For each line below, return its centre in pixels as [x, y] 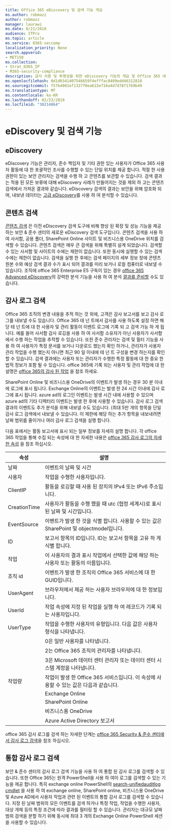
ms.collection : [21, 62]
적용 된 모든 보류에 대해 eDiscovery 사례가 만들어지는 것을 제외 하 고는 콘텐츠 [87, 182]
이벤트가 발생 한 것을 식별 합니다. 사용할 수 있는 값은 [103, 521]
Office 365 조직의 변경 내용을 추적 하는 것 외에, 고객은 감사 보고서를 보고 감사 [82, 314]
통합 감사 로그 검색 [32, 758]
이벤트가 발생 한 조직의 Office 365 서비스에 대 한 [100, 572]
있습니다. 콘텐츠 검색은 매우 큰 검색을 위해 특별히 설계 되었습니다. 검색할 [91, 245]
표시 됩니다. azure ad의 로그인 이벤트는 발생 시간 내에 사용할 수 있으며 [84, 394]
